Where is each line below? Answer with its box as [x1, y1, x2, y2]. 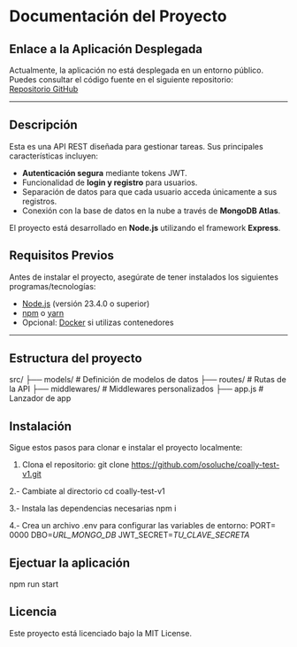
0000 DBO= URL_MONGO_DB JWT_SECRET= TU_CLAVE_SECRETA [9, 529, 250, 541]
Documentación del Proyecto [9, 6, 227, 27]
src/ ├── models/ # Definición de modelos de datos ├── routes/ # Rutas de [9, 374, 287, 385]
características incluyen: [9, 150, 99, 161]
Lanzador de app [9, 393, 72, 404]
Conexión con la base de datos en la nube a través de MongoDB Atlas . [21, 205, 281, 216]
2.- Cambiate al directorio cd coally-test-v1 [9, 486, 165, 497]
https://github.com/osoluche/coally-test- [131, 459, 280, 470]
